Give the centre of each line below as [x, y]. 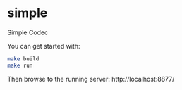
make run [20, 65]
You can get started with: [44, 46]
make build [23, 59]
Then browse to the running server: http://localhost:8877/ [91, 79]
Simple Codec [28, 32]
